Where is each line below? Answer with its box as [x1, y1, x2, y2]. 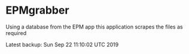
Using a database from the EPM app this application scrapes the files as [5, 23, 183, 30]
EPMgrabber [5, 4, 69, 17]
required [5, 29, 27, 36]
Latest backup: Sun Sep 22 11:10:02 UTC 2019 [5, 41, 119, 48]
